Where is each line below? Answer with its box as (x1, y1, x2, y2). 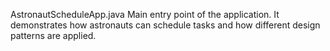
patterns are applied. (10, 30, 97, 41)
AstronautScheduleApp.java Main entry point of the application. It (10, 9, 280, 20)
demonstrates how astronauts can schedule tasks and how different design (10, 19, 321, 31)
